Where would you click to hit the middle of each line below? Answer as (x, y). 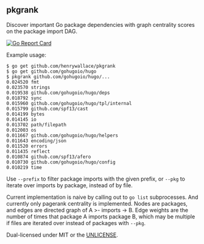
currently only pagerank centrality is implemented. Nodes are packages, (97, 203)
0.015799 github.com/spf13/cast (47, 109)
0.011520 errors (27, 146)
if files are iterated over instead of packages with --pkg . (76, 223)
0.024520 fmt (23, 82)
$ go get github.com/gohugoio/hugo (51, 71)
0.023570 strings (28, 87)
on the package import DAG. (42, 31)
